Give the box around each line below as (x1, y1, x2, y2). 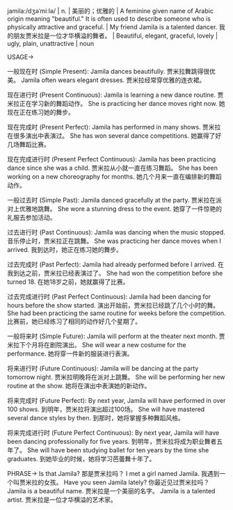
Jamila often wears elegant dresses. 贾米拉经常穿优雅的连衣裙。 (20, 76, 206, 84)
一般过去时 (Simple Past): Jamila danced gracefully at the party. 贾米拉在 (7, 196, 216, 204)
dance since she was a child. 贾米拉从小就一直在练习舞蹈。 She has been (7, 164, 218, 172)
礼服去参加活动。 (7, 214, 56, 221)
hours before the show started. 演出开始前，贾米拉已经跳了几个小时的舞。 (7, 301, 220, 309)
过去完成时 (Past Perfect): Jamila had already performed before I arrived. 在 (7, 260, 225, 269)
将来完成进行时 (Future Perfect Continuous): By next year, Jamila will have (7, 429, 220, 437)
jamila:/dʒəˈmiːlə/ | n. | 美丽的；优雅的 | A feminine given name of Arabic (7, 7, 214, 15)
